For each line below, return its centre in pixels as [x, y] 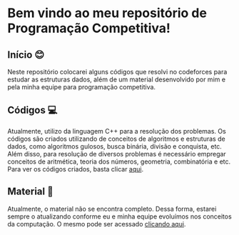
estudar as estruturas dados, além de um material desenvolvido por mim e [117, 79]
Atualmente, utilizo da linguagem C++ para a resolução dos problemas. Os [117, 131]
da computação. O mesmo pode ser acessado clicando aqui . [97, 224]
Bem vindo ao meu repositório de [107, 13]
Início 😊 [26, 55]
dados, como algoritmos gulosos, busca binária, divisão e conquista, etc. [115, 146]
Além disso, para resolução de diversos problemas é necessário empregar [117, 154]
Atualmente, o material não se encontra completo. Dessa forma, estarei [112, 209]
